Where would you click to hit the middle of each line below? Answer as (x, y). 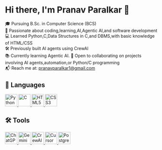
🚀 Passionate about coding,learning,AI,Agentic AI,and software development (81, 30)
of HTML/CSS (19, 43)
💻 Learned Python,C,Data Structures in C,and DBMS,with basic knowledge (80, 36)
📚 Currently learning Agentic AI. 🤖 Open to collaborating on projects (73, 56)
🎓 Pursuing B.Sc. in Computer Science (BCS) (51, 23)
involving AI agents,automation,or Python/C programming (62, 62)
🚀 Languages (25, 85)
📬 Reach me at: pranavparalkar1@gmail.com (50, 68)
